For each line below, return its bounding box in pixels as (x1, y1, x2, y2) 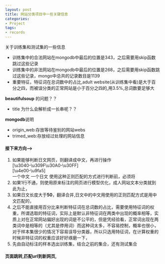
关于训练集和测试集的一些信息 (5, 44, 65, 50)
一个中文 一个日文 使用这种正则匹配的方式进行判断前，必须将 (12, 174, 136, 180)
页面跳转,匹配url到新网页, (5, 253, 57, 259)
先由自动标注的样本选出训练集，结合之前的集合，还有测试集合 (12, 241, 137, 247)
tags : (5, 26, 16, 30)
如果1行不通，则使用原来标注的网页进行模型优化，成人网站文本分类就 (12, 180, 152, 185)
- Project (5, 21, 26, 26)
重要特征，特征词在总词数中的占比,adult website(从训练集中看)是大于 (12, 79, 152, 85)
